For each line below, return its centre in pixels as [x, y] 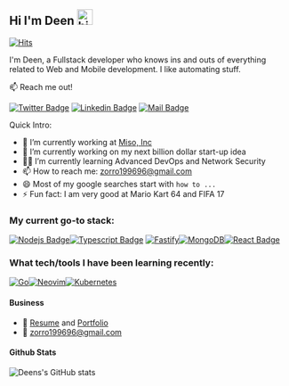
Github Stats [33, 352]
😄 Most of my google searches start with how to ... [119, 184]
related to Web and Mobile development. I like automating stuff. [125, 69]
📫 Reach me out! [41, 86]
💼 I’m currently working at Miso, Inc [87, 142]
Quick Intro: [31, 125]
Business [27, 303]
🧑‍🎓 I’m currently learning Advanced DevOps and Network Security [144, 160]
